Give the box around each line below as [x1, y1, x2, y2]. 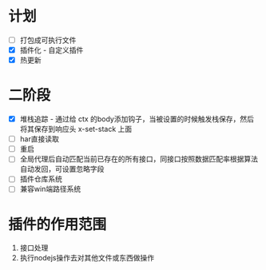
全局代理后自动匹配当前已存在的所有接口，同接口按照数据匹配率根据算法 [19, 154, 258, 164]
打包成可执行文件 [19, 35, 77, 45]
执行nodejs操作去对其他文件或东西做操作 [19, 253, 154, 263]
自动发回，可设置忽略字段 [19, 165, 105, 174]
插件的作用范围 [8, 215, 107, 233]
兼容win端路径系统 [19, 185, 81, 194]
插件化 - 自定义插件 [19, 46, 84, 54]
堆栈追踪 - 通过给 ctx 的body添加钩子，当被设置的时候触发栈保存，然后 [19, 114, 254, 124]
